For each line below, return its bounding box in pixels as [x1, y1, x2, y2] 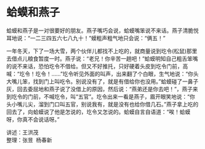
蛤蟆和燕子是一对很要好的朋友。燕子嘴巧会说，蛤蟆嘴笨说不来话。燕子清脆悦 [6, 27, 199, 34]
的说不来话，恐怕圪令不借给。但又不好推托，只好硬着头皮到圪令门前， [6, 62, 183, 70]
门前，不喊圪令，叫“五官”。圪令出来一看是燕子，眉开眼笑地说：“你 [27, 92, 195, 100]
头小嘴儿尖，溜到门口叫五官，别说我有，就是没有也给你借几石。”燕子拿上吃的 [6, 100, 199, 108]
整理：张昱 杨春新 [6, 136, 52, 144]
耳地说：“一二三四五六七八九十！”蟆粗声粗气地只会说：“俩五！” [6, 34, 166, 41]
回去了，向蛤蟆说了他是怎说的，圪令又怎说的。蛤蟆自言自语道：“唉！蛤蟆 [6, 108, 191, 116]
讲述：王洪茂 [6, 128, 38, 136]
